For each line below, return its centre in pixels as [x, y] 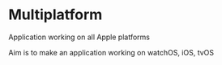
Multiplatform [55, 15]
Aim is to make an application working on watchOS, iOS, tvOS [111, 52]
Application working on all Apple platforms [79, 37]
